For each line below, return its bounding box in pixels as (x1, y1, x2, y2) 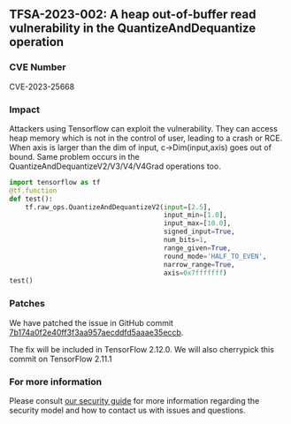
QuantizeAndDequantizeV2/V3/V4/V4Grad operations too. (9, 161, 221, 171)
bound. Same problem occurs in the (9, 151, 140, 162)
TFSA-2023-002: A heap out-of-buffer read (9, 7, 257, 22)
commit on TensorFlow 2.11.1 (9, 353, 112, 364)
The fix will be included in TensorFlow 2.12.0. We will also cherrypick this (9, 344, 274, 354)
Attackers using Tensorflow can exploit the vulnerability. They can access (9, 123, 279, 133)
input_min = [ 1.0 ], (163, 211, 227, 220)
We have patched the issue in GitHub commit (9, 317, 174, 328)
